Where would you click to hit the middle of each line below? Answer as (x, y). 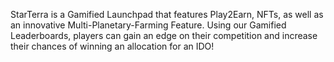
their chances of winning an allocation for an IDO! (112, 46)
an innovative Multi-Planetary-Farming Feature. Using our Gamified (148, 25)
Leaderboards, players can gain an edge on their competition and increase (164, 35)
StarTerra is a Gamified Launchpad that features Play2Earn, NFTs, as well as (167, 14)
